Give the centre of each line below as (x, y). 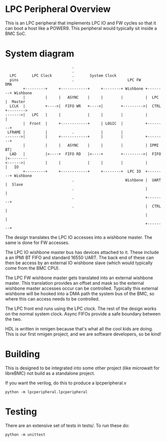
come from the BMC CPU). (33, 268)
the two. (14, 319)
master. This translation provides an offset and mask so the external (75, 283)
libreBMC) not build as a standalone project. (50, 373)
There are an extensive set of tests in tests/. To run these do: (67, 425)
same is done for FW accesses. (37, 242)
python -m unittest (25, 435)
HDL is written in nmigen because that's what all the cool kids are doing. (79, 329)
